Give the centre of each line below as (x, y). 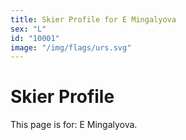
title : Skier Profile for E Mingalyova (93, 19)
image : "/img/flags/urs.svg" (71, 47)
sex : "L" (28, 29)
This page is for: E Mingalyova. (74, 125)
